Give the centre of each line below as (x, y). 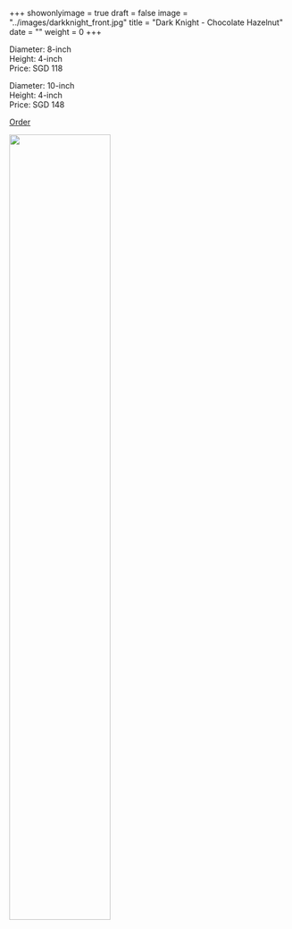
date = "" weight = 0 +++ (56, 32)
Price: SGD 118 (36, 68)
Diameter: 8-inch (40, 49)
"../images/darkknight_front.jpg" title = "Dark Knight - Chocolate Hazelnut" (146, 22)
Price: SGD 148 (37, 105)
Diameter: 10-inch (42, 85)
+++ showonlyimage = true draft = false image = (99, 13)
